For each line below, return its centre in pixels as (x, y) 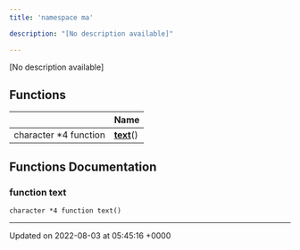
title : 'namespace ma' (51, 17)
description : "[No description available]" (92, 33)
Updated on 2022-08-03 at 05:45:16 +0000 (90, 236)
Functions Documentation (83, 167)
